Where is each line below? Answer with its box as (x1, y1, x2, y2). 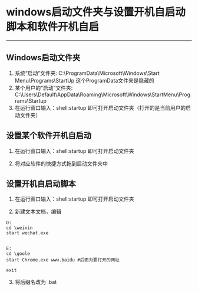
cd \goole (6, 251, 31, 257)
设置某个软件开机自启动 (6, 130, 91, 140)
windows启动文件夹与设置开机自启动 (6, 5, 186, 19)
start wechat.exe (6, 230, 49, 236)
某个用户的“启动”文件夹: (14, 84, 73, 91)
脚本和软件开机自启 (6, 20, 100, 34)
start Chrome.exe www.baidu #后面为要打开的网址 (6, 257, 120, 263)
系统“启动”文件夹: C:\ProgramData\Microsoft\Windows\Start (14, 69, 160, 77)
